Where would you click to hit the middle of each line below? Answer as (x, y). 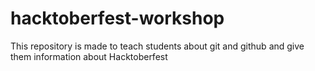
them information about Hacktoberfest (89, 56)
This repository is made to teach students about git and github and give (157, 46)
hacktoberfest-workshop (117, 18)
